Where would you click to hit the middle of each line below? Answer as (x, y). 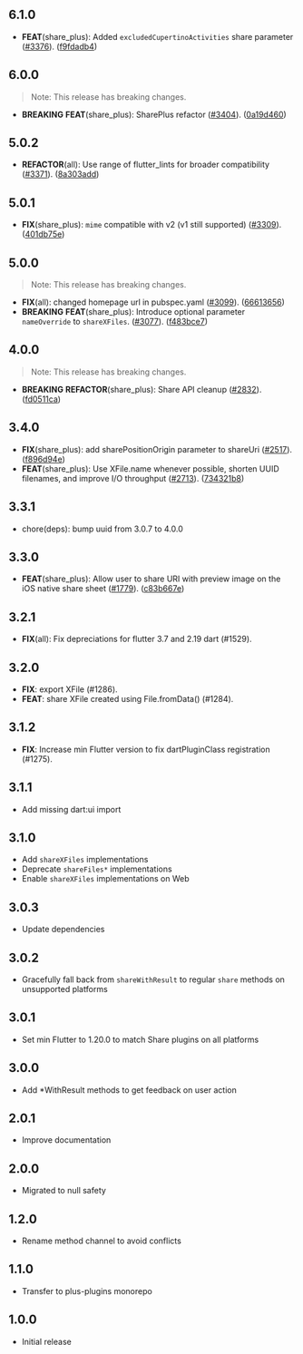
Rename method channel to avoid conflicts (102, 1241)
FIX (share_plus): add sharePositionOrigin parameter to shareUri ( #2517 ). (156, 449)
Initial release (46, 1341)
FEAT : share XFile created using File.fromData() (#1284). (127, 698)
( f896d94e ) (43, 459)
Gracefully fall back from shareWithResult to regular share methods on (153, 979)
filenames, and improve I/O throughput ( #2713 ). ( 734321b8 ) (133, 478)
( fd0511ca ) (41, 399)
